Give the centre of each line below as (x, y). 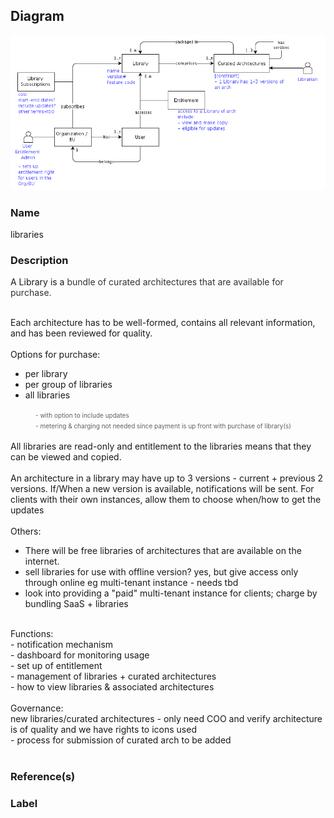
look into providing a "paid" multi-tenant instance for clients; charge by (171, 593)
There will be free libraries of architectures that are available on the (163, 551)
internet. (42, 561)
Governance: (37, 708)
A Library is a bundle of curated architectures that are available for (147, 282)
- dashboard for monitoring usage (80, 655)
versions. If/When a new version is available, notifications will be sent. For (162, 489)
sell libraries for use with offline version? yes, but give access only (161, 572)
